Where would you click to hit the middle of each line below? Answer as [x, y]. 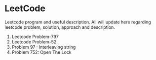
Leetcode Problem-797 [35, 37]
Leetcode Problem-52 [34, 41]
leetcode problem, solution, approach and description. [60, 27]
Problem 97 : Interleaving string [44, 47]
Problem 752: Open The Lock [42, 52]
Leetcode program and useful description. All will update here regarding [78, 22]
